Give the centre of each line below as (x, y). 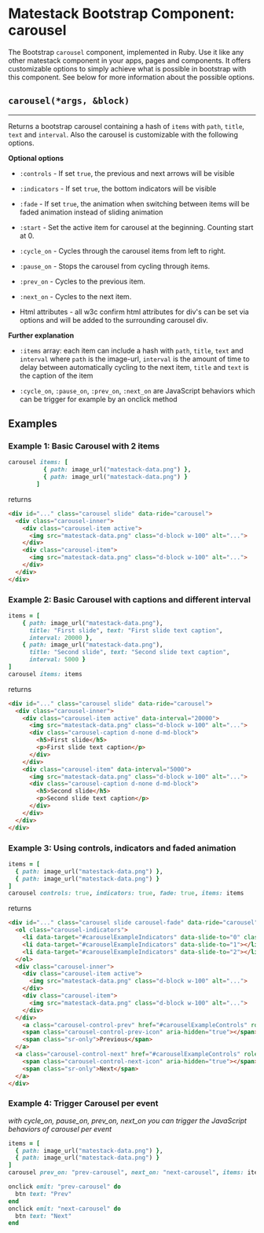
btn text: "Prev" (44, 1194)
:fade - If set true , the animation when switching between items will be (134, 203)
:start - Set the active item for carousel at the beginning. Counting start (136, 227)
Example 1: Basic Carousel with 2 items (84, 446)
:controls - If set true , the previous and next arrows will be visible (127, 173)
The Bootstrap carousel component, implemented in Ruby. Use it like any (126, 52)
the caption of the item (56, 375)
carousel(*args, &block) (69, 101)
